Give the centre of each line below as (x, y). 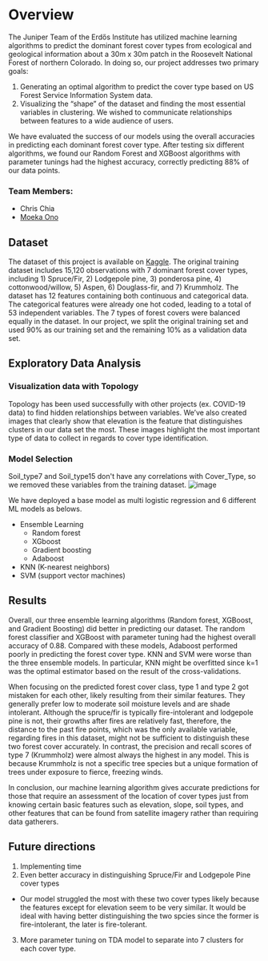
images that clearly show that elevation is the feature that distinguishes (126, 421)
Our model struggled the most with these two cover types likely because (140, 898)
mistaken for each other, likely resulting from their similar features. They (127, 695)
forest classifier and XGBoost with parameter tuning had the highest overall (132, 637)
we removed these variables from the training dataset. (97, 485)
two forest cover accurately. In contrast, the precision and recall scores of (130, 746)
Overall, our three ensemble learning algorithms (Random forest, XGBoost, (131, 620)
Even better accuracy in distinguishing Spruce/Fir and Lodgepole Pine (135, 874)
